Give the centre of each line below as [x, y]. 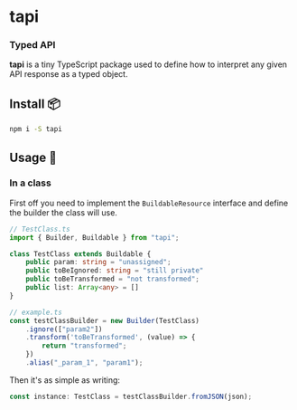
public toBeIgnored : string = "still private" [115, 271]
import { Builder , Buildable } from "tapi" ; [94, 237]
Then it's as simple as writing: [65, 380]
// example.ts [36, 312]
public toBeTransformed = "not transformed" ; [113, 279]
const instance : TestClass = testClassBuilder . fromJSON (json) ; [131, 396]
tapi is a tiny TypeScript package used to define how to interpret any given [148, 64]
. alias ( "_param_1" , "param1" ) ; [84, 363]
